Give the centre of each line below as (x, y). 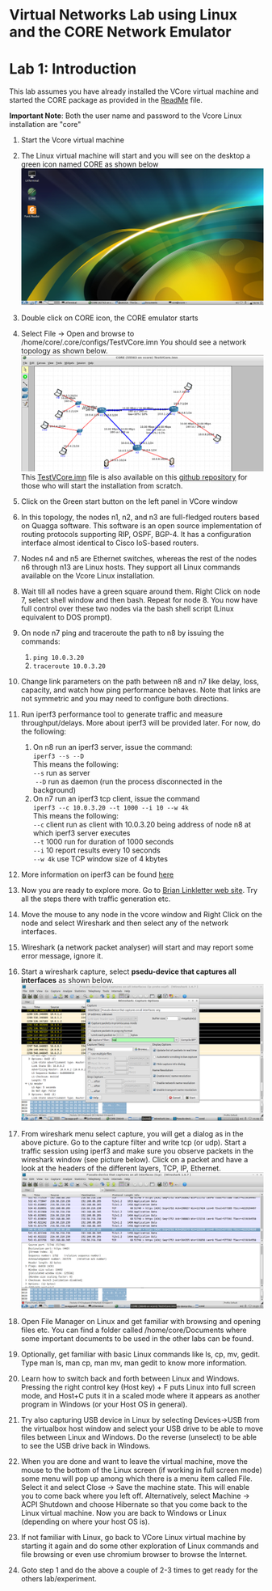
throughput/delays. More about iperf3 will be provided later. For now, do (140, 723)
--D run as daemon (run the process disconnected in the (129, 781)
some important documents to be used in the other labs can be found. (137, 1339)
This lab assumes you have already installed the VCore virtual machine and (134, 91)
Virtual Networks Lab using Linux (123, 15)
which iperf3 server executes (82, 833)
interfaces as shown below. (67, 980)
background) (54, 790)
